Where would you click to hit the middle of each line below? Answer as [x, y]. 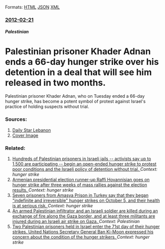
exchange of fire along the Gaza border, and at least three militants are [84, 216]
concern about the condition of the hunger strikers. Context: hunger [81, 237]
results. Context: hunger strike [43, 190]
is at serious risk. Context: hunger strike [53, 206]
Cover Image [25, 135]
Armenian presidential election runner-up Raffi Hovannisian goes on [81, 180]
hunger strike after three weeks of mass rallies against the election [80, 185]
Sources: [16, 119]
